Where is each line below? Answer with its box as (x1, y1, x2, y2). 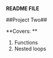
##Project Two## (6, 16, 47, 23)
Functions (14, 39, 39, 46)
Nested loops (14, 45, 47, 52)
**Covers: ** (6, 28, 37, 35)
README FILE (6, 5, 39, 12)
